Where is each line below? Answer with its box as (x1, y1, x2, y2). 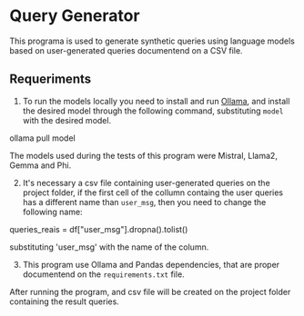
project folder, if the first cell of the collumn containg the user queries (22, 187, 284, 198)
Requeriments (9, 72, 92, 87)
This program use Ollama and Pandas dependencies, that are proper (22, 259, 280, 270)
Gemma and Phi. (9, 160, 72, 171)
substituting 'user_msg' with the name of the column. (9, 242, 209, 252)
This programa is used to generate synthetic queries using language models (9, 35, 296, 46)
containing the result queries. (9, 296, 120, 307)
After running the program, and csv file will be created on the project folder (9, 286, 291, 297)
